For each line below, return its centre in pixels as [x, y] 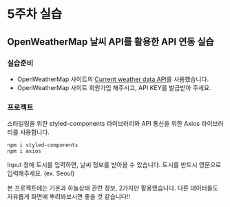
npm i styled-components [43, 145]
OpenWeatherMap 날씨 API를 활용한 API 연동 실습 [111, 42]
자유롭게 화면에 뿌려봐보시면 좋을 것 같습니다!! [69, 197]
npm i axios [24, 151]
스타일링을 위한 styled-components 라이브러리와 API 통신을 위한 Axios [104, 124]
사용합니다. [35, 132]
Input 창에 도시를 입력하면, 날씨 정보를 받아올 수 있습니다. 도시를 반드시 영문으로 [114, 165]
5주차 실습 [35, 14]
